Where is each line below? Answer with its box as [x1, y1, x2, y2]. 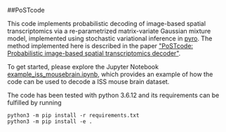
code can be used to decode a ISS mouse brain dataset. [7, 78, 170, 86]
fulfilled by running [7, 98, 62, 107]
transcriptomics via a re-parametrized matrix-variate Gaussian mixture [7, 27, 211, 35]
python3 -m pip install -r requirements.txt [7, 112, 140, 119]
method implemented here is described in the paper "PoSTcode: [7, 42, 194, 50]
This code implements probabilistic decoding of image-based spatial [7, 20, 206, 27]
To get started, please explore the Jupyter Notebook [7, 63, 159, 71]
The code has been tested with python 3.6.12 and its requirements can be [7, 91, 220, 99]
